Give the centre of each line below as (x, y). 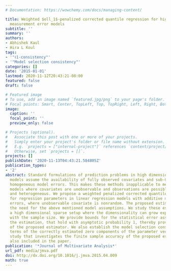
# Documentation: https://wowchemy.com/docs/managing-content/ (74, 10)
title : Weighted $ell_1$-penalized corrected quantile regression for (82, 19)
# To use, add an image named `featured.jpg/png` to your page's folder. (85, 99)
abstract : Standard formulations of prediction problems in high (76, 175)
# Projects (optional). (31, 132)
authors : (15, 38)
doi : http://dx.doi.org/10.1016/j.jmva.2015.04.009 (61, 255)
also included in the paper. (41, 241)
